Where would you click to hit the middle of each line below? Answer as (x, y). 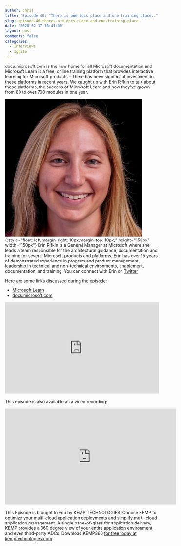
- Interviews (23, 46)
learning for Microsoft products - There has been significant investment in (79, 76)
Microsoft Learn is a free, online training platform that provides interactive (79, 71)
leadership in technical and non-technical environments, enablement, (75, 266)
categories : (17, 42)
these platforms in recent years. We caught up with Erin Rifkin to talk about (80, 82)
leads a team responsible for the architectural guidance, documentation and (81, 250)
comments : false (21, 36)
